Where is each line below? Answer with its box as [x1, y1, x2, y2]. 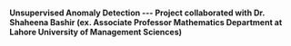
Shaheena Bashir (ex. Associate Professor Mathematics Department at [9, 16, 283, 27]
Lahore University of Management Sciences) [9, 26, 183, 37]
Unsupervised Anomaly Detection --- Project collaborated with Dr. [9, 7, 266, 18]
